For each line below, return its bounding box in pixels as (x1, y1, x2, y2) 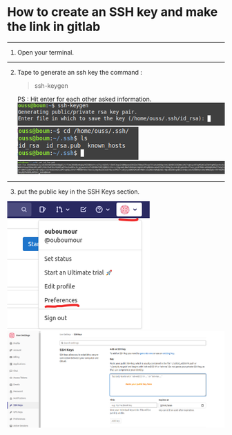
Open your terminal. (17, 48, 75, 56)
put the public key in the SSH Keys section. (17, 187, 140, 196)
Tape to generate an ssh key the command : (17, 68, 143, 76)
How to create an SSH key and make (7, 4, 218, 20)
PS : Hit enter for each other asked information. (17, 95, 152, 103)
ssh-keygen (34, 81, 68, 90)
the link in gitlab (7, 19, 101, 35)
